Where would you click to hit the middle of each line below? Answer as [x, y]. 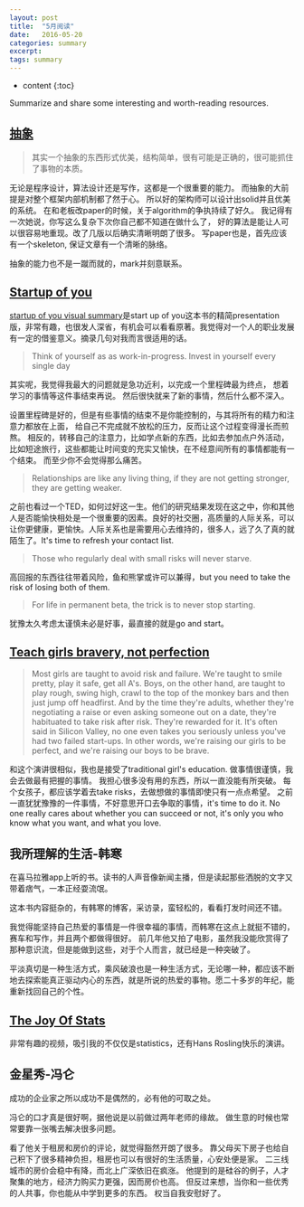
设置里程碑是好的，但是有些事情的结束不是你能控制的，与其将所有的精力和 [148, 415]
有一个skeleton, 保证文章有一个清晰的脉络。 [91, 244]
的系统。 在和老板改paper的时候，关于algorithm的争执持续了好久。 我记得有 [151, 210]
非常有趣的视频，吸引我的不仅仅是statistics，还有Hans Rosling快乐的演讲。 [149, 1043]
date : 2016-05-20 [46, 34]
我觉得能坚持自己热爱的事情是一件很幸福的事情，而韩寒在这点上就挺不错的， [152, 927]
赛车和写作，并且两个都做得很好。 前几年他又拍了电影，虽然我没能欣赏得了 [149, 938]
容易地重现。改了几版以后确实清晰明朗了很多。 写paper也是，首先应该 [156, 232]
